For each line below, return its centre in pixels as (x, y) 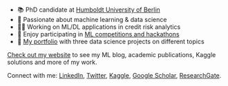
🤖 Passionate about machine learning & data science (92, 20)
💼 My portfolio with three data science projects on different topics (111, 41)
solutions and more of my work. (53, 62)
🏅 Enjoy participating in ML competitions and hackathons (98, 34)
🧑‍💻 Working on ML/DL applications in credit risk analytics (99, 27)
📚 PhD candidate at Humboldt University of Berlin (88, 10)
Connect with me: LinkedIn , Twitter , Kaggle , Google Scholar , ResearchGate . (114, 75)
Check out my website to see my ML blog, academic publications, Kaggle (112, 55)
